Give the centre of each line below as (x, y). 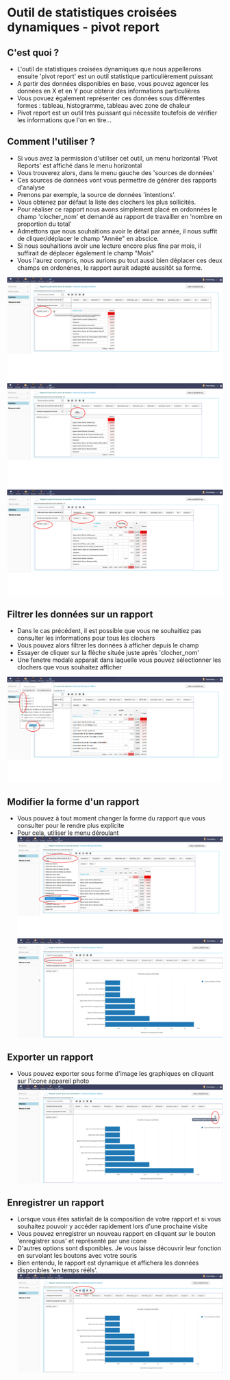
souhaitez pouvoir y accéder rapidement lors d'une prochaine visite (112, 1226)
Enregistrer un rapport (56, 1203)
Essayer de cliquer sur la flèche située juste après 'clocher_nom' (108, 653)
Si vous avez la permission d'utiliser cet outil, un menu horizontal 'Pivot (117, 158)
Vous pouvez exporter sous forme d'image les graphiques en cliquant (115, 1074)
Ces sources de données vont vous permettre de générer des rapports (117, 180)
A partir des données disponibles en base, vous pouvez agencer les (113, 83)
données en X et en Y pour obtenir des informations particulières (108, 91)
